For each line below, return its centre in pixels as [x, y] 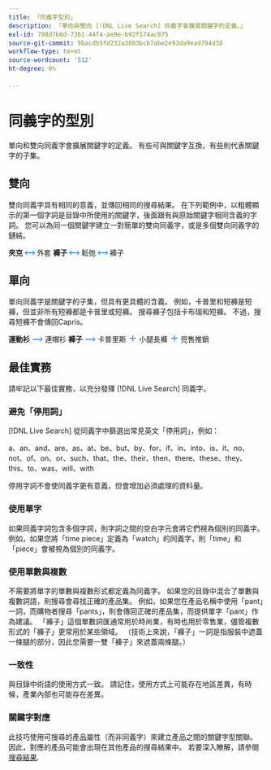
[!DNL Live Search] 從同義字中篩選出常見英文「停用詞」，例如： [114, 431]
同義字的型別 [52, 121]
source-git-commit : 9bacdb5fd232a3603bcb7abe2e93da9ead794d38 [116, 43]
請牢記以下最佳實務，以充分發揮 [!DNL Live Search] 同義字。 [110, 389]
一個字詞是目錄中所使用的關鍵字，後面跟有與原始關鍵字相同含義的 [140, 215]
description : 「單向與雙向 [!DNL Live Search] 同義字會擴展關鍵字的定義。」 [127, 26]
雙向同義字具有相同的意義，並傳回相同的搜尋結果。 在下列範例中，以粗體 [130, 204]
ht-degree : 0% [32, 69]
